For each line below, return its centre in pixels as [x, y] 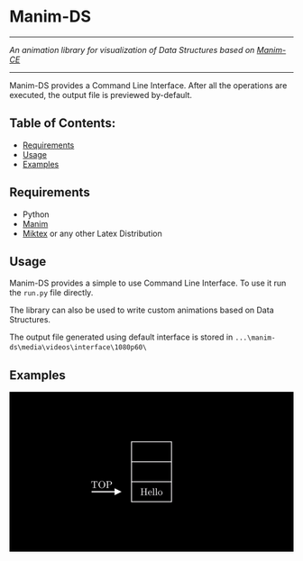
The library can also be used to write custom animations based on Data [142, 310]
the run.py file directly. [51, 293]
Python [36, 214]
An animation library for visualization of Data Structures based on [132, 50]
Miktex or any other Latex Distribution [92, 233]
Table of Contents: [63, 123]
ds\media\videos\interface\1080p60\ [78, 348]
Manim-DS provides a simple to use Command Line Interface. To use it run [148, 283]
